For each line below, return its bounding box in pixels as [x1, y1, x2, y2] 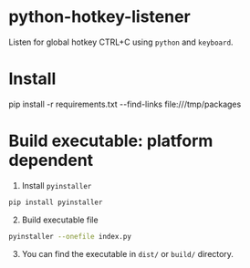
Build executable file [21, 214, 99, 225]
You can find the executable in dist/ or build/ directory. [21, 248, 234, 259]
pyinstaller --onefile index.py [8, 232, 131, 241]
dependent [8, 150, 94, 170]
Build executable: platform [8, 130, 214, 151]
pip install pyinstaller [8, 198, 103, 207]
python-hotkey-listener [8, 6, 191, 27]
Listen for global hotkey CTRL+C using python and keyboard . [8, 36, 234, 47]
